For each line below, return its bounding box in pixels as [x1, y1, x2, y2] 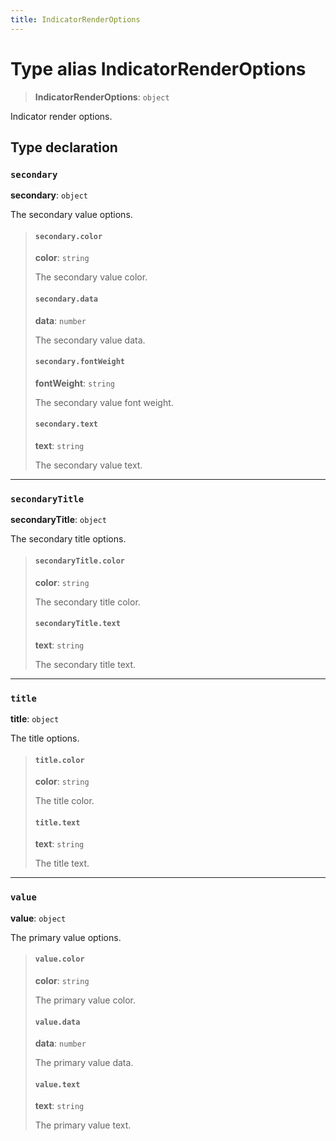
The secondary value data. [34, 334, 146, 346]
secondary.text [34, 419, 99, 430]
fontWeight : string [34, 377, 116, 389]
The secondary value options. [10, 209, 133, 221]
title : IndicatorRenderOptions [10, 14, 141, 25]
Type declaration [10, 139, 118, 156]
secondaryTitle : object [10, 514, 107, 526]
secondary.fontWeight [34, 357, 125, 367]
